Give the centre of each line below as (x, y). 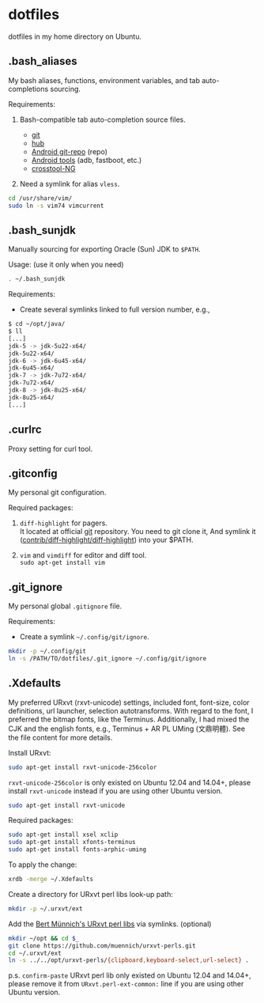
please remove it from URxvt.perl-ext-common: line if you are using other (126, 984)
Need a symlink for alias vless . (70, 184)
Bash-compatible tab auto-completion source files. (102, 119)
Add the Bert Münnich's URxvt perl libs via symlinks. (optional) (110, 924)
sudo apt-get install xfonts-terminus (72, 842)
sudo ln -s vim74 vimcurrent (56, 206)
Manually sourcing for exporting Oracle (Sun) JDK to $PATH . (105, 249)
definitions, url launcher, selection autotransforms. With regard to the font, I (131, 710)
